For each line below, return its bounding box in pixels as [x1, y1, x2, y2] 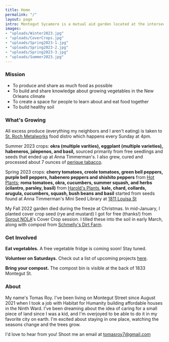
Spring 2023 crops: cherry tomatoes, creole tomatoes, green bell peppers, [5, 168, 163, 175]
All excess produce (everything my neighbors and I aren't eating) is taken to [5, 128, 162, 134]
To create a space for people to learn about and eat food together [12, 98, 149, 104]
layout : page [5, 17, 33, 22]
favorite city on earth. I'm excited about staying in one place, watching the [5, 316, 159, 322]
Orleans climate [12, 93, 45, 99]
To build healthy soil [12, 104, 54, 110]
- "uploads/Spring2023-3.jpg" [5, 49, 69, 54]
